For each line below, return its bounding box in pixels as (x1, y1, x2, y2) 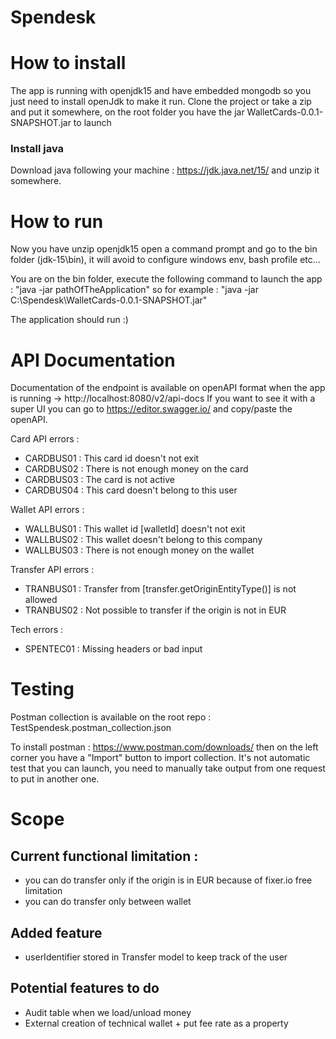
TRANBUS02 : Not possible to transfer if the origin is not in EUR (24, 604, 287, 616)
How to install (10, 52, 127, 75)
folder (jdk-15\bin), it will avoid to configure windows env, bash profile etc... (10, 254, 321, 266)
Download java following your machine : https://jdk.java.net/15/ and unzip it (10, 164, 320, 176)
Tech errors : (10, 624, 64, 636)
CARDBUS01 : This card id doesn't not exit (24, 452, 200, 465)
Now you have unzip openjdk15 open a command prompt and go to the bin (10, 243, 318, 255)
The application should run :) (10, 314, 129, 326)
